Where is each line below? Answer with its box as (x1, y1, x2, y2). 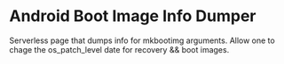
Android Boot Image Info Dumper (9, 6, 256, 26)
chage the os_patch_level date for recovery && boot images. (9, 44, 230, 54)
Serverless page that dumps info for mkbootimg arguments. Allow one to (9, 35, 275, 46)
